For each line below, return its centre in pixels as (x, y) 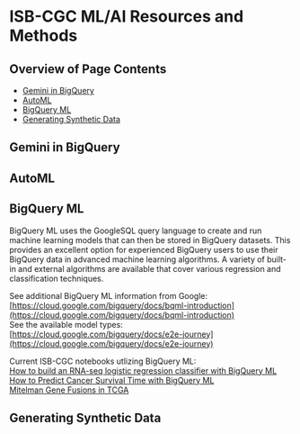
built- (277, 259)
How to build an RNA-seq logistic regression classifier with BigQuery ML (143, 370)
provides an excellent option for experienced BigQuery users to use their (144, 249)
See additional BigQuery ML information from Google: (109, 295)
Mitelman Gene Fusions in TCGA (69, 390)
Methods (44, 36)
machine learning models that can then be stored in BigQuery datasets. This (150, 240)
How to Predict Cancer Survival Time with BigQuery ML (112, 380)
